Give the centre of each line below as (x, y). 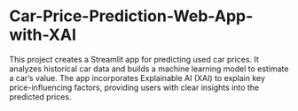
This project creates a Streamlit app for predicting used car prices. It (134, 59)
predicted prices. (40, 96)
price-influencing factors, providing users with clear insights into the (134, 87)
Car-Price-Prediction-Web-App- (131, 16)
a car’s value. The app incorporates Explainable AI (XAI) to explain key (137, 78)
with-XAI (43, 35)
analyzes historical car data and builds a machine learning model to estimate (149, 69)
